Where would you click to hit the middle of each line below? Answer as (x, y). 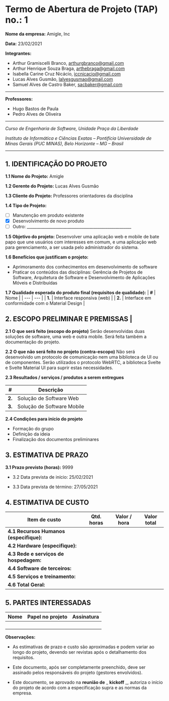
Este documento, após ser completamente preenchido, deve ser (79, 667)
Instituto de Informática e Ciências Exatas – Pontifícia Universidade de (78, 138)
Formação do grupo (33, 428)
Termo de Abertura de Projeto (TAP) (82, 9)
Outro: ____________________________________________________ (72, 226)
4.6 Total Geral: (26, 585)
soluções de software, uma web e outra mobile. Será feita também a (76, 336)
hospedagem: (25, 560)
